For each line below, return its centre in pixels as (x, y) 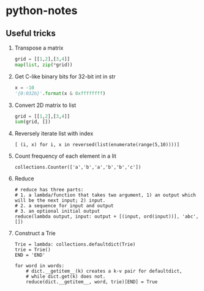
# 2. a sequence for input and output (64, 206)
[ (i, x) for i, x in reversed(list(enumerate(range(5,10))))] (97, 145)
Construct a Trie (35, 234)
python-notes (42, 11)
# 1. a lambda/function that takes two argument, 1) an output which (105, 195)
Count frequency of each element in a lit (66, 156)
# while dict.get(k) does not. (66, 277)
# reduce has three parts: (49, 190)
